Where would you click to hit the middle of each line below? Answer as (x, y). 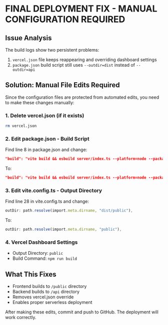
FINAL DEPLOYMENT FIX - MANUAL (81, 9)
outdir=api (24, 70)
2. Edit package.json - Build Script (47, 138)
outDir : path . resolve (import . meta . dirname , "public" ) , (63, 229)
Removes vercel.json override (43, 297)
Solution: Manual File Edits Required (62, 85)
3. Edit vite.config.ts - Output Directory (54, 190)
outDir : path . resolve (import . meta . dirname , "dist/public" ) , (69, 211)
